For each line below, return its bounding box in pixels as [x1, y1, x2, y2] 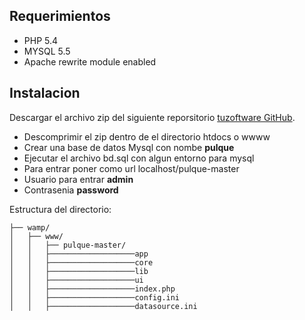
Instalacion [9, 85, 81, 102]
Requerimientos [9, 8, 111, 25]
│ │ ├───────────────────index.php [9, 284, 176, 294]
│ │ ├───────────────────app [9, 249, 149, 259]
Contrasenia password [23, 184, 119, 196]
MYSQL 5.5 [23, 45, 71, 57]
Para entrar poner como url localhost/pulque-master [23, 162, 240, 174]
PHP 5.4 [23, 34, 59, 46]
